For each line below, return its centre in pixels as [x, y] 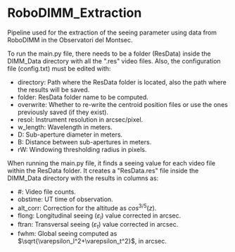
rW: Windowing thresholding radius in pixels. [82, 149]
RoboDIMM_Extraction [75, 13]
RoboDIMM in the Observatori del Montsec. [70, 39]
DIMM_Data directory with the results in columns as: [83, 178]
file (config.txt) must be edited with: [59, 68]
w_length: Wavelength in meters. [65, 127]
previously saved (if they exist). [63, 112]
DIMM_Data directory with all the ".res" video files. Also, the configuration [114, 61]
